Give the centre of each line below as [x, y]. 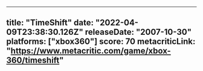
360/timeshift [33, 60]
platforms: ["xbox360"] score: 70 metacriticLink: [101, 42]
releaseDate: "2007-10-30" [138, 32]
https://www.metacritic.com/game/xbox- [91, 51]
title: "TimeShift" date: [50, 23]
